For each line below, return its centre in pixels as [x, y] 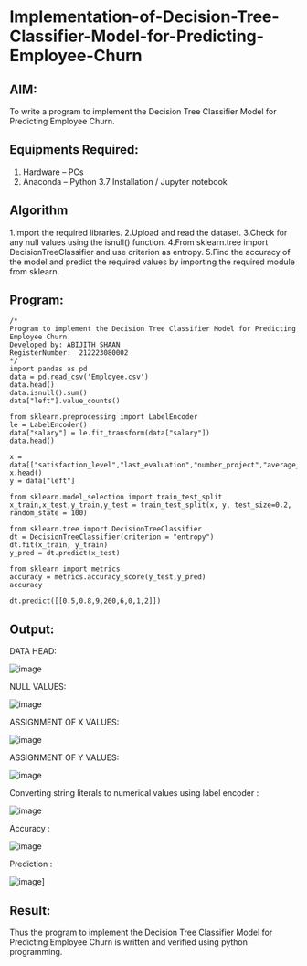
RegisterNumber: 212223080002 [69, 353]
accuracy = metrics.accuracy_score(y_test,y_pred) [108, 577]
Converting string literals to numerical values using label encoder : [134, 793]
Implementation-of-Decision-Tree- [145, 17]
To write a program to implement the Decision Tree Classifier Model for [143, 111]
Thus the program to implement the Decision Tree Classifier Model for [141, 933]
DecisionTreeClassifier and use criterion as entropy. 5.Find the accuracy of [150, 252]
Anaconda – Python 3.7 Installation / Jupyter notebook [125, 181]
